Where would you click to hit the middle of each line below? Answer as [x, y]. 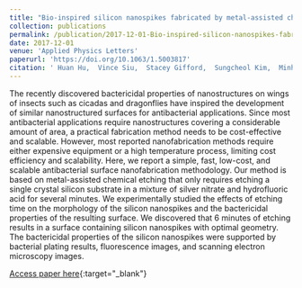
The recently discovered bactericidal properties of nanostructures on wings [149, 93]
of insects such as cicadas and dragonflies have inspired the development [147, 103]
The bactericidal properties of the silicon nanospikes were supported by [143, 237]
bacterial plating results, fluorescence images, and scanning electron [137, 246]
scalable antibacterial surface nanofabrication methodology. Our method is [148, 170]
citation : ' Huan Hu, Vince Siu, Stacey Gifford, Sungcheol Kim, [140, 68]
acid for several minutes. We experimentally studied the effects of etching [146, 198]
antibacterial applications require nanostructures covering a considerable [145, 121]
